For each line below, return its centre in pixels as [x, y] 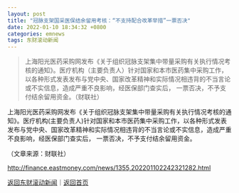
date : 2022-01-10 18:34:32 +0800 [57, 27]
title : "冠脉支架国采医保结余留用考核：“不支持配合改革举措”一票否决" [99, 21]
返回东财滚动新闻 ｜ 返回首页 [48, 182]
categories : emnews [36, 34]
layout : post [27, 14]
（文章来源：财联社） [38, 154]
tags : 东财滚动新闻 [33, 40]
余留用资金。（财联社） [70, 97]
